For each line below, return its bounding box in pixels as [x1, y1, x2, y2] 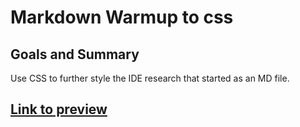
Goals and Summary [10, 46, 140, 63]
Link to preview [10, 101, 108, 118]
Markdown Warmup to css [10, 6, 234, 29]
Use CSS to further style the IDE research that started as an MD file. [10, 72, 290, 84]
